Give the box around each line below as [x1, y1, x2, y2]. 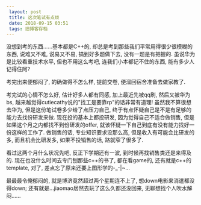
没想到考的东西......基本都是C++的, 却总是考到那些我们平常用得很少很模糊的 [6, 43, 193, 50]
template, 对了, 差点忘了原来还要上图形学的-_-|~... [6, 164, 131, 172]
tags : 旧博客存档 [8, 25, 48, 32]
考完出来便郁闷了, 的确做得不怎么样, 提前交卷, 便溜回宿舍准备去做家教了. [6, 78, 185, 86]
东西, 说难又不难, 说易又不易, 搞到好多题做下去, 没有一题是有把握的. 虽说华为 [6, 51, 196, 58]
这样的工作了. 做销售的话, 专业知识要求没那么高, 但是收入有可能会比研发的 [11, 129, 194, 136]
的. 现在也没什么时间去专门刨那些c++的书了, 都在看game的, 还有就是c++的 [6, 157, 191, 164]
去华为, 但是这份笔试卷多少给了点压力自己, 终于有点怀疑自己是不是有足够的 [6, 106, 191, 113]
